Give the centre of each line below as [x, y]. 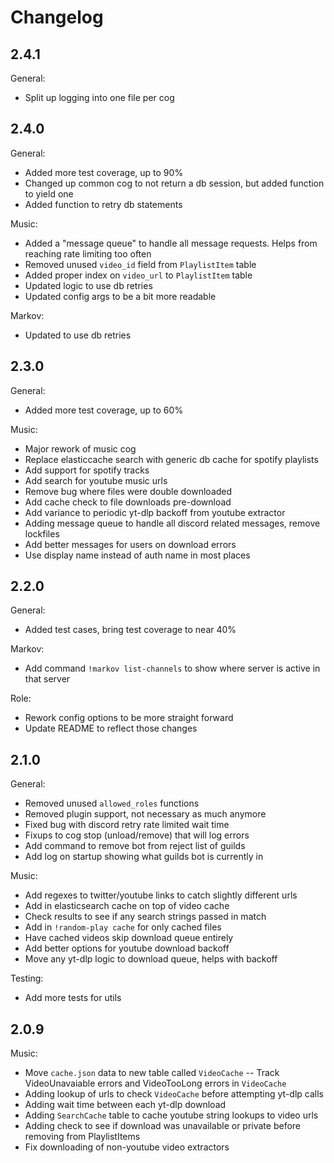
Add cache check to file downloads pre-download [128, 502]
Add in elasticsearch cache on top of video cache [127, 906]
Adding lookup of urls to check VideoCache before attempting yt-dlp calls [174, 1094]
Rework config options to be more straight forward [129, 718]
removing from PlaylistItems [82, 1137]
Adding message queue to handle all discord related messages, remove [172, 523]
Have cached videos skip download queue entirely [129, 938]
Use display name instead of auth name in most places [137, 555]
